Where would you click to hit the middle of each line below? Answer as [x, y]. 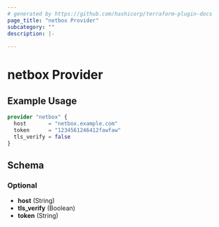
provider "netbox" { [38, 117]
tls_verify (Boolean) [46, 208]
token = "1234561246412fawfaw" [67, 130]
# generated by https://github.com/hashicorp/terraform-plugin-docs [110, 14]
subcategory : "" [31, 27]
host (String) [36, 201]
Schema [26, 165]
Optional [22, 185]
